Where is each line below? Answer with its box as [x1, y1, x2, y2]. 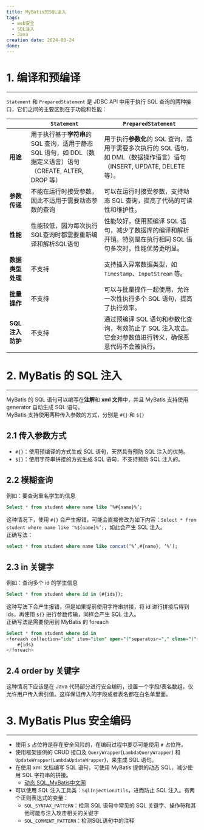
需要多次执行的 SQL [116, 144, 173, 152]
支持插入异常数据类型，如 [104, 260, 177, 268]
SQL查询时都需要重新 [30, 230, 92, 239]
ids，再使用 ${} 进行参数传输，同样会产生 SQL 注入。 [6, 610, 140, 618]
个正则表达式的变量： [15, 794, 69, 801]
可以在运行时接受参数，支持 [104, 187, 183, 195]
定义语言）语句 [36, 157, 80, 166]
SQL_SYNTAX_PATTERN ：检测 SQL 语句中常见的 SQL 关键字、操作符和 [24, 802, 191, 809]
